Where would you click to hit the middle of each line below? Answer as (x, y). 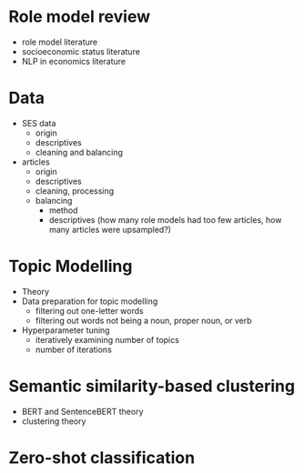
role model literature (60, 42)
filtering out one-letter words (89, 310)
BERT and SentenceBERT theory (82, 411)
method (63, 210)
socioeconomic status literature (81, 51)
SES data (39, 123)
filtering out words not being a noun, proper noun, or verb (143, 320)
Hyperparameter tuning (66, 330)
